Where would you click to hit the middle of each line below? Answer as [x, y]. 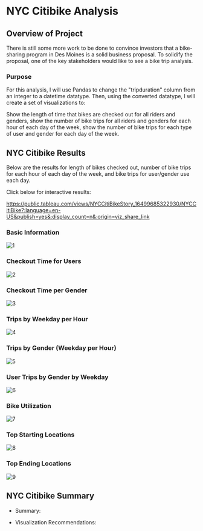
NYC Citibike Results [46, 153]
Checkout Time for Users [44, 261]
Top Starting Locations [40, 435]
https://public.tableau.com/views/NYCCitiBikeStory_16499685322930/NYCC [101, 204]
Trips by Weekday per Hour [47, 319]
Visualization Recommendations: [56, 522]
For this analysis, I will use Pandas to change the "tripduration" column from [101, 90]
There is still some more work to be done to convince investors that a [92, 48]
